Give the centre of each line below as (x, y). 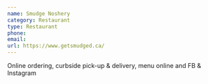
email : (17, 40)
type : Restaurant (33, 26)
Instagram (22, 73)
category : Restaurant (39, 20)
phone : (17, 33)
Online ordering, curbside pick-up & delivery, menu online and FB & (104, 66)
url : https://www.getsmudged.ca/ (56, 46)
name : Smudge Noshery (39, 14)
